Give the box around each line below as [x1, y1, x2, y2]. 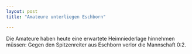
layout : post [6, 8, 38, 15]
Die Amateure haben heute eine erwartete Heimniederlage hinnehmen [6, 35, 175, 42]
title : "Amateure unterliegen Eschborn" [6, 14, 107, 20]
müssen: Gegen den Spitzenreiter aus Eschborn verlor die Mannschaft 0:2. [6, 41, 186, 48]
